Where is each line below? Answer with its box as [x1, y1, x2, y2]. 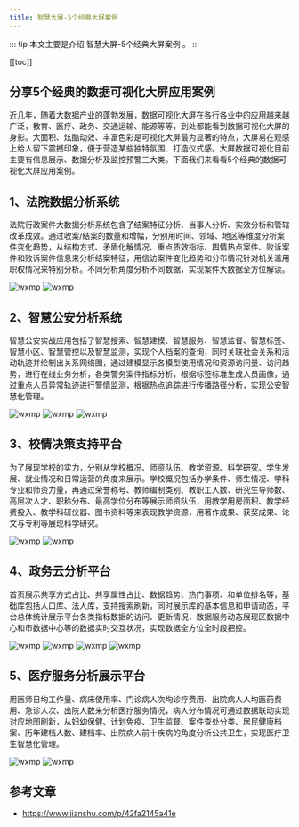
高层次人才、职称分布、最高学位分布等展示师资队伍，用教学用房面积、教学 [9, 495, 282, 506]
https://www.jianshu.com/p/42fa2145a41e [21, 808, 176, 819]
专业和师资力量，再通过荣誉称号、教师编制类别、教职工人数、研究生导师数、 [9, 484, 290, 495]
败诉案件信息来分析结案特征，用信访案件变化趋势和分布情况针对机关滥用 [24, 253, 290, 264]
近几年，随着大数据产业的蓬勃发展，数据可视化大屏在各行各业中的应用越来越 [9, 110, 290, 120]
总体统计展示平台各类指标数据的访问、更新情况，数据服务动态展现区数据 [16, 611, 282, 622]
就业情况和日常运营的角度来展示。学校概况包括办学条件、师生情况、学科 [24, 473, 290, 484]
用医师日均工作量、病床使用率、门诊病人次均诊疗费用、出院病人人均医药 [9, 693, 274, 704]
